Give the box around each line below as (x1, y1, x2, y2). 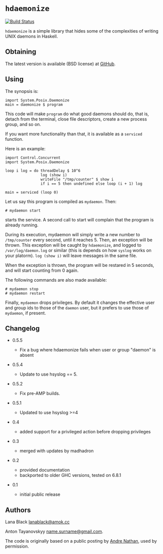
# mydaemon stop (5, 286, 39, 292)
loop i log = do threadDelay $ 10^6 (5, 168, 81, 173)
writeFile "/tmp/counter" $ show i (40, 177, 114, 182)
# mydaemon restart (5, 291, 45, 296)
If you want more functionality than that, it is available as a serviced (5, 130, 142, 137)
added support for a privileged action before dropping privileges (19, 429, 151, 435)
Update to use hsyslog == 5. (19, 371, 78, 377)
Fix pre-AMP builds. (19, 390, 60, 396)
